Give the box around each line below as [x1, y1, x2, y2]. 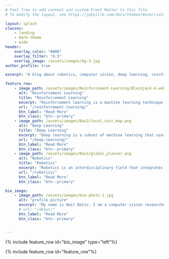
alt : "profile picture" [18, 198, 69, 203]
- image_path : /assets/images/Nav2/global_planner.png [14, 151, 132, 156]
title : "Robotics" [18, 161, 57, 166]
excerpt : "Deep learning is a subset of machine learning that [18, 133, 154, 138]
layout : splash [5, 21, 37, 26]
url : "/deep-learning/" [18, 137, 69, 142]
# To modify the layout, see [5, 12, 66, 17]
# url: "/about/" [18, 207, 55, 212]
